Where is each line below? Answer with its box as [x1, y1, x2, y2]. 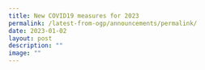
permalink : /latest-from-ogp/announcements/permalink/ [8, 19, 198, 27]
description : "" [8, 42, 63, 50]
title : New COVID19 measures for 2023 [8, 11, 139, 20]
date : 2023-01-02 [8, 27, 67, 35]
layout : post [8, 34, 53, 43]
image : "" [8, 49, 42, 57]
